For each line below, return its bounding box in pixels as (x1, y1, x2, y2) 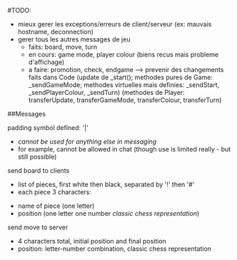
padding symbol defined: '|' (7, 124, 89, 131)
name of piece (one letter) (17, 201, 95, 210)
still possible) (17, 153, 57, 161)
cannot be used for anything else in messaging (17, 137, 157, 146)
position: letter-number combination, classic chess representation (17, 244, 212, 253)
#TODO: (7, 6, 32, 14)
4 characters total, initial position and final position (17, 237, 166, 245)
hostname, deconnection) (17, 28, 94, 36)
